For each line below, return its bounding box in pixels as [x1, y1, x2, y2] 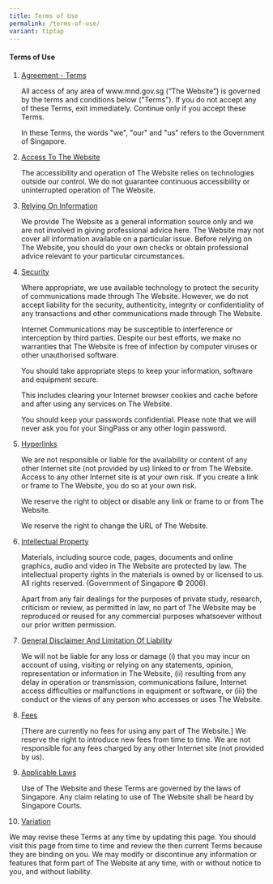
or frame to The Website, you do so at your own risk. [20, 480, 197, 490]
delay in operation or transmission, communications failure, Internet [20, 677, 247, 687]
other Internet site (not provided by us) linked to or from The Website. [20, 463, 254, 473]
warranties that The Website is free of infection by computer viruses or [20, 341, 258, 351]
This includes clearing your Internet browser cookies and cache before [20, 390, 258, 400]
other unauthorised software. [20, 350, 119, 360]
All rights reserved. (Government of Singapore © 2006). [20, 578, 209, 587]
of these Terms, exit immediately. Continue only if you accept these [20, 103, 246, 113]
